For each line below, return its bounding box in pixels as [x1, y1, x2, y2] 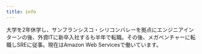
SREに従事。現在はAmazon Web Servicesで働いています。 [16, 41, 162, 48]
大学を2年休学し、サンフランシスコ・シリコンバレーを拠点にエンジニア [6, 26, 184, 33]
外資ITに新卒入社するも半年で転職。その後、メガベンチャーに [37, 34, 191, 41]
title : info [6, 8, 36, 15]
